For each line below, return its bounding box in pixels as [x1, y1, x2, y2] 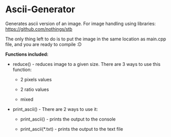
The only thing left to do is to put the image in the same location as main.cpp [5, 36, 166, 42]
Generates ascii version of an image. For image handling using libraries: [5, 20, 156, 27]
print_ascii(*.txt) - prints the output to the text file [20, 126, 124, 132]
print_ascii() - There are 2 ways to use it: [12, 106, 98, 112]
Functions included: [5, 51, 48, 57]
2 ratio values [20, 86, 50, 93]
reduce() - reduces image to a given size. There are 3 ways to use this [12, 61, 161, 67]
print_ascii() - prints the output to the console [20, 116, 116, 122]
